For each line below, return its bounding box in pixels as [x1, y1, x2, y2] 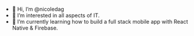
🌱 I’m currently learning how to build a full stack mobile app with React [12, 18, 189, 25]
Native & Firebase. [12, 24, 58, 31]
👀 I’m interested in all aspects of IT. [12, 12, 100, 19]
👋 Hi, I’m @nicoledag [12, 6, 65, 12]
